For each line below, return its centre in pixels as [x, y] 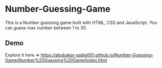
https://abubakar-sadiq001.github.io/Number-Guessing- [97, 55]
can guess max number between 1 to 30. [46, 27]
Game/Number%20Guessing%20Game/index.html [56, 60]
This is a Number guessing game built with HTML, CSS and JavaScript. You [81, 23]
